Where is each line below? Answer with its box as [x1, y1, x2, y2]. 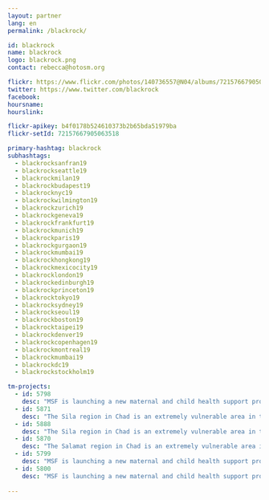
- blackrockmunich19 [14, 226, 84, 234]
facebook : [7, 93, 41, 101]
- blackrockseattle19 [14, 166, 88, 175]
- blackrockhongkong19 [14, 256, 91, 265]
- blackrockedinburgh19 [14, 278, 94, 287]
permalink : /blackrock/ [7, 26, 88, 35]
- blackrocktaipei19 [14, 323, 84, 331]
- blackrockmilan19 [14, 174, 80, 182]
